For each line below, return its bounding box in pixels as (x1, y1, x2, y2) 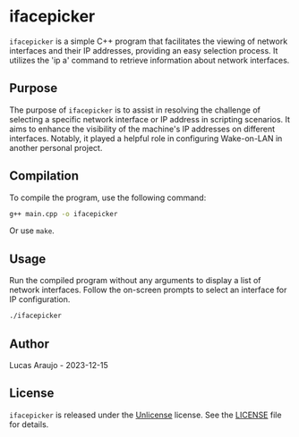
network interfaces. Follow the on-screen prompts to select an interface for (9, 284, 287, 296)
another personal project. (9, 142, 103, 153)
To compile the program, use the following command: (9, 192, 207, 203)
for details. (9, 418, 49, 430)
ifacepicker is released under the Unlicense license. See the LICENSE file (9, 409, 282, 420)
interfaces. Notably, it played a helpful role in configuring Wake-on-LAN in (9, 132, 283, 144)
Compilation (9, 168, 79, 184)
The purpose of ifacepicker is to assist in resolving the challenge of (9, 105, 261, 115)
